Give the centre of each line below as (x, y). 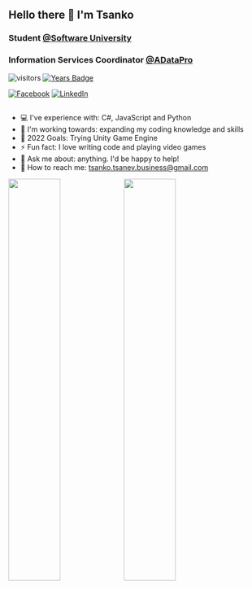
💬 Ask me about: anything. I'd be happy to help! (100, 159)
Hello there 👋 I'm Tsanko (71, 15)
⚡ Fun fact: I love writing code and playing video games (113, 147)
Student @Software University (70, 38)
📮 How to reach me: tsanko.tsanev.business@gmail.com (114, 167)
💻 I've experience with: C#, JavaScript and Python (106, 118)
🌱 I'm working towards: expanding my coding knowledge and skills (132, 129)
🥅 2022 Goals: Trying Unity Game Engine (89, 138)
